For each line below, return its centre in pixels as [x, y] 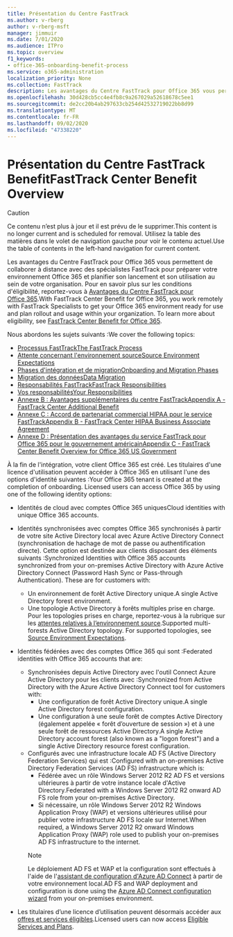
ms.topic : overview [35, 53]
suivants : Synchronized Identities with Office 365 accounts [101, 558]
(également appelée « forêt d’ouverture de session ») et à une [126, 724]
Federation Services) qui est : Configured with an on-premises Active [126, 761]
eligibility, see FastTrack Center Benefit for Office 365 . [85, 321]
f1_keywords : [26, 59]
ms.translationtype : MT [42, 110]
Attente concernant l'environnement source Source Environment [108, 356]
